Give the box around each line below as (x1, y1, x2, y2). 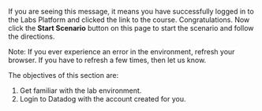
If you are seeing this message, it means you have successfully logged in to (8, 7, 254, 16)
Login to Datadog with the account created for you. (19, 94, 186, 103)
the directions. (8, 31, 55, 41)
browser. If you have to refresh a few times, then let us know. (8, 55, 207, 65)
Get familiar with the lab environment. (19, 86, 142, 95)
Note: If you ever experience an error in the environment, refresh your (8, 47, 235, 56)
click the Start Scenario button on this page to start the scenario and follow (8, 24, 254, 32)
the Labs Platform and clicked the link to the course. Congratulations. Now (8, 15, 250, 24)
